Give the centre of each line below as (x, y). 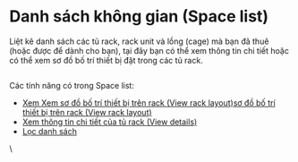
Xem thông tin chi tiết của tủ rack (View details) (110, 122)
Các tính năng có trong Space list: (72, 85)
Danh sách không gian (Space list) (139, 17)
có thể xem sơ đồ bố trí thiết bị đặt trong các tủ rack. (106, 60)
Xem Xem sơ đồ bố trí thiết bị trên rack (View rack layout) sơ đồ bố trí (149, 102)
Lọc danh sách (50, 131)
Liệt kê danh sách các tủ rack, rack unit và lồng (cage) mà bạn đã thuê (139, 41)
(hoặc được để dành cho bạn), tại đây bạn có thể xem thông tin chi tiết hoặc (149, 50)
